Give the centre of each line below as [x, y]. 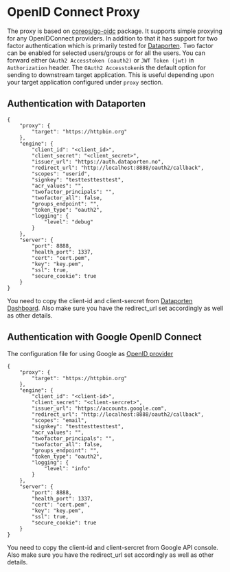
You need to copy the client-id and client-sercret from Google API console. [113, 547]
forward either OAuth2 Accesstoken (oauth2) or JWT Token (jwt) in [101, 60]
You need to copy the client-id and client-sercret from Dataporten [100, 300]
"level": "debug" [69, 222]
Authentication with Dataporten [77, 104]
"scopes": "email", [60, 420]
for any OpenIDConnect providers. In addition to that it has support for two [113, 38]
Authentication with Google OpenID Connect [105, 337]
